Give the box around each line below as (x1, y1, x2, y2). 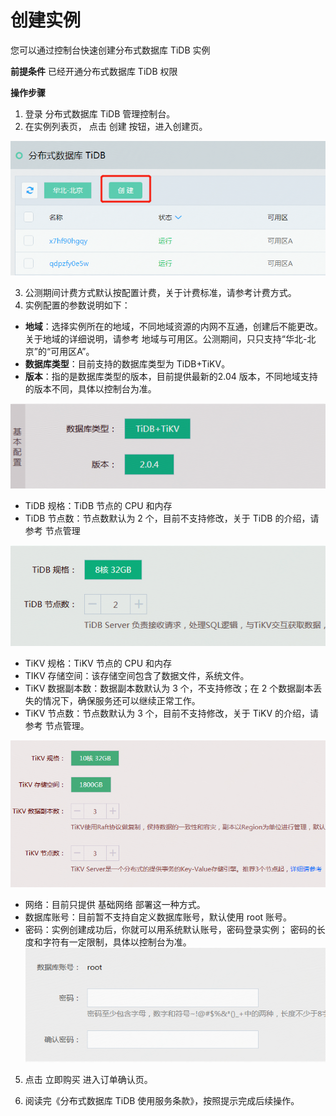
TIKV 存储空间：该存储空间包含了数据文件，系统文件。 (24, 669, 250, 681)
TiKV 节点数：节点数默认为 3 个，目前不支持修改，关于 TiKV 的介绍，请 (24, 707, 320, 719)
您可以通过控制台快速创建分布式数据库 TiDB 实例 (10, 44, 211, 56)
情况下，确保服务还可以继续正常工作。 (42, 694, 201, 706)
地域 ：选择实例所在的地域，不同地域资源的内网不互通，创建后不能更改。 (24, 321, 323, 333)
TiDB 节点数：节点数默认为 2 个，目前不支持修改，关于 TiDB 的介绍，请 (24, 512, 320, 525)
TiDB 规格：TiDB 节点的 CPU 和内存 (24, 500, 173, 512)
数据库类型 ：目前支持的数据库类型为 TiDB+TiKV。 (24, 358, 231, 370)
